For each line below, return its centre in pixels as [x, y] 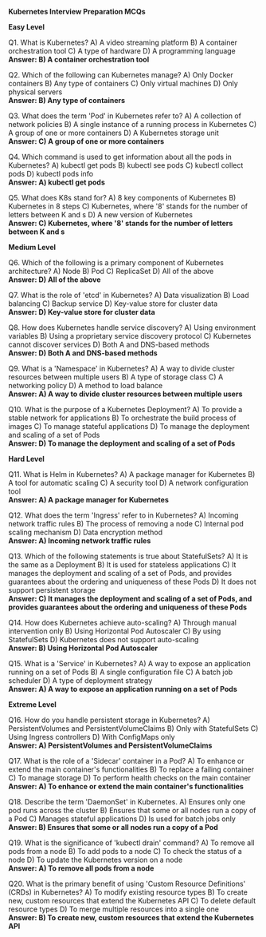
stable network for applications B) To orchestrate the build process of [122, 418]
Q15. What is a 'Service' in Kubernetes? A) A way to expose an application [129, 663]
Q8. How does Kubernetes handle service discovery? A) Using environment [132, 328]
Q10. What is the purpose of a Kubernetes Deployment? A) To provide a [125, 409]
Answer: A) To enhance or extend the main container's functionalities [126, 786]
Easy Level [27, 27]
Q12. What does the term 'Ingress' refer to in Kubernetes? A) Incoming [123, 515]
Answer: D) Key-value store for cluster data [82, 312]
